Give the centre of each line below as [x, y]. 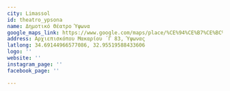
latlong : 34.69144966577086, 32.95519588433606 [76, 45]
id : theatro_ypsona [35, 20]
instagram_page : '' [35, 64]
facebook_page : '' [33, 70]
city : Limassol [29, 13]
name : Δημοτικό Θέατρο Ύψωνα [49, 26]
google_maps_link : [33, 32]
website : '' [24, 58]
